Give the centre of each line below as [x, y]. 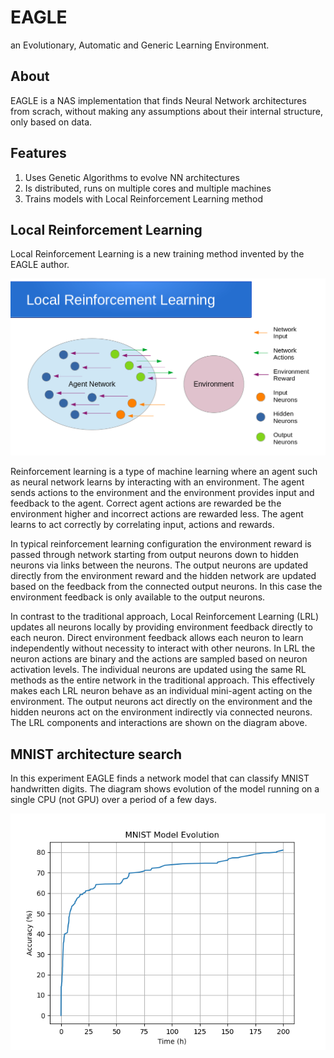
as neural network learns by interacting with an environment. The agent [157, 482]
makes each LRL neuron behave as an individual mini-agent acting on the [161, 691]
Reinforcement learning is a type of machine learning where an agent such [164, 472]
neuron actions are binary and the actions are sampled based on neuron [159, 659]
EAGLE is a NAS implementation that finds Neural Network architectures [158, 100]
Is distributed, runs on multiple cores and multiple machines [148, 188]
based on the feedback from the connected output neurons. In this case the [166, 587]
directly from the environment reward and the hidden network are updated [163, 576]
